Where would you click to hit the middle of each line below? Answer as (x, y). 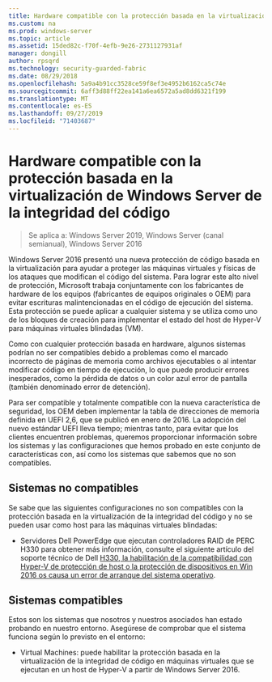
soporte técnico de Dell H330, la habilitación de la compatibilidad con (136, 557)
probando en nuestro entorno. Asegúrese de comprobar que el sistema (127, 629)
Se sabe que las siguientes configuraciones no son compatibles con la (126, 507)
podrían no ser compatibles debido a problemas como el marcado (119, 352)
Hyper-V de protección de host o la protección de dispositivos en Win (136, 566)
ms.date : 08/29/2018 (43, 76)
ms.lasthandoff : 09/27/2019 (56, 114)
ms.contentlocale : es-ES (50, 106)
